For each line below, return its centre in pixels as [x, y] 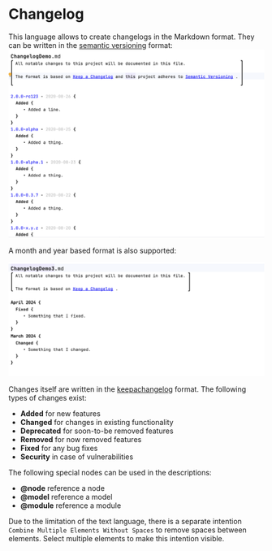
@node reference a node [63, 488]
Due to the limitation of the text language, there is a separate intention [125, 522]
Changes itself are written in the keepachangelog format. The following [127, 389]
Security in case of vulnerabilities [77, 457]
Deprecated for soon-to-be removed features [97, 431]
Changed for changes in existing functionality [97, 423]
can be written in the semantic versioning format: [91, 45]
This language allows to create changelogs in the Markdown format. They [132, 37]
